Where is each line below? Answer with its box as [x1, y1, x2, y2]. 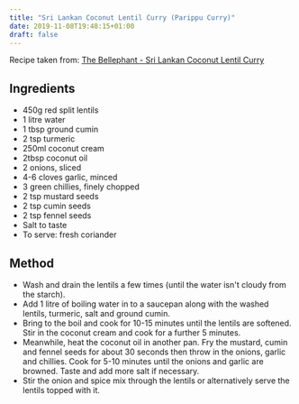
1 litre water [22, 115, 66, 125]
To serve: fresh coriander [22, 229, 117, 240]
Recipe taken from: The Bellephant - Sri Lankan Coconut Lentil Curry [9, 55, 265, 66]
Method [9, 255, 55, 271]
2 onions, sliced [22, 162, 82, 173]
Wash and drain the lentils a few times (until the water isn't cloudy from [22, 280, 286, 289]
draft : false [9, 30, 59, 39]
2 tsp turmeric [22, 133, 76, 144]
